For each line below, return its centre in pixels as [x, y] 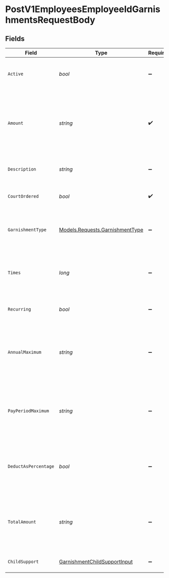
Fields [15, 39]
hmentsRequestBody [50, 20]
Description [22, 169]
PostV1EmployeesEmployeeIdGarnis [83, 9]
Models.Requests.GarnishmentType [101, 230]
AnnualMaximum [25, 352]
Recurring [19, 309]
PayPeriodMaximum [28, 411]
